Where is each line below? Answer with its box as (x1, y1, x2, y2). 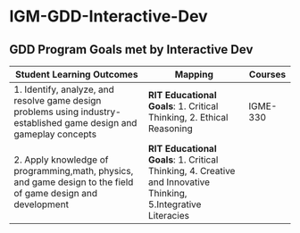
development (13, 198, 70, 211)
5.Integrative (148, 198, 202, 211)
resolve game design (13, 95, 102, 106)
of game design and (13, 187, 98, 199)
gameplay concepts (13, 128, 96, 140)
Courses (248, 69, 287, 80)
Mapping (174, 69, 214, 80)
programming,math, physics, (13, 165, 134, 177)
